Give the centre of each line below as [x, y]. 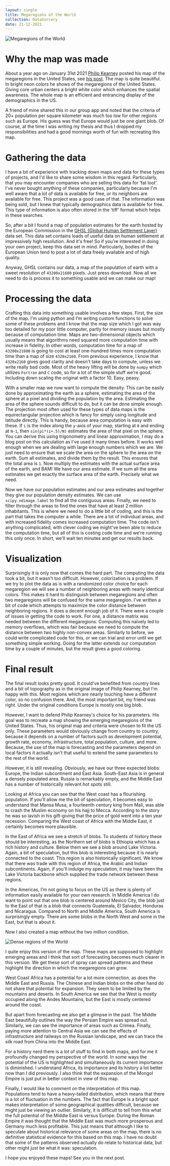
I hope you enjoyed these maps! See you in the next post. [65, 1158]
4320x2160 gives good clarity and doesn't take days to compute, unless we [83, 362]
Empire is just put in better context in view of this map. [62, 1078]
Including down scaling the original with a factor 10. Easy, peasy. [73, 378]
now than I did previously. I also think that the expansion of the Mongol [79, 1073]
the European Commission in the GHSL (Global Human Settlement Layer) [81, 231]
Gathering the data [46, 158]
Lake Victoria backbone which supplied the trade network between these [82, 874]
